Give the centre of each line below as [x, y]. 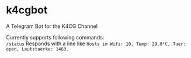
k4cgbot [27, 10]
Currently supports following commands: [55, 37]
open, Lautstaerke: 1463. [37, 49]
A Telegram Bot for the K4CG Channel [52, 26]
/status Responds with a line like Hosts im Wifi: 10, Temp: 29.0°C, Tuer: [96, 43]
